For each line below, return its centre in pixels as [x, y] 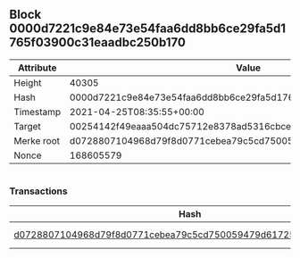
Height [28, 82]
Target [28, 126]
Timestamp [37, 112]
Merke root [37, 140]
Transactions [39, 191]
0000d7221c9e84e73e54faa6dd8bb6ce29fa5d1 [148, 29]
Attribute [37, 68]
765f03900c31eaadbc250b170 [97, 42]
